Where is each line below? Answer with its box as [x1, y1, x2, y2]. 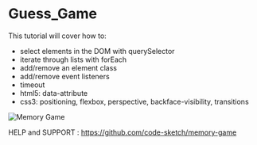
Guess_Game [8, 5, 98, 23]
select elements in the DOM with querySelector [19, 46, 175, 55]
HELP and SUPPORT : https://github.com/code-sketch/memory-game [8, 128, 237, 137]
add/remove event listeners [19, 71, 110, 81]
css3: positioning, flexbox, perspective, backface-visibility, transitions [19, 97, 249, 106]
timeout [19, 80, 45, 90]
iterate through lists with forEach [19, 55, 127, 64]
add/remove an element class [19, 63, 118, 72]
